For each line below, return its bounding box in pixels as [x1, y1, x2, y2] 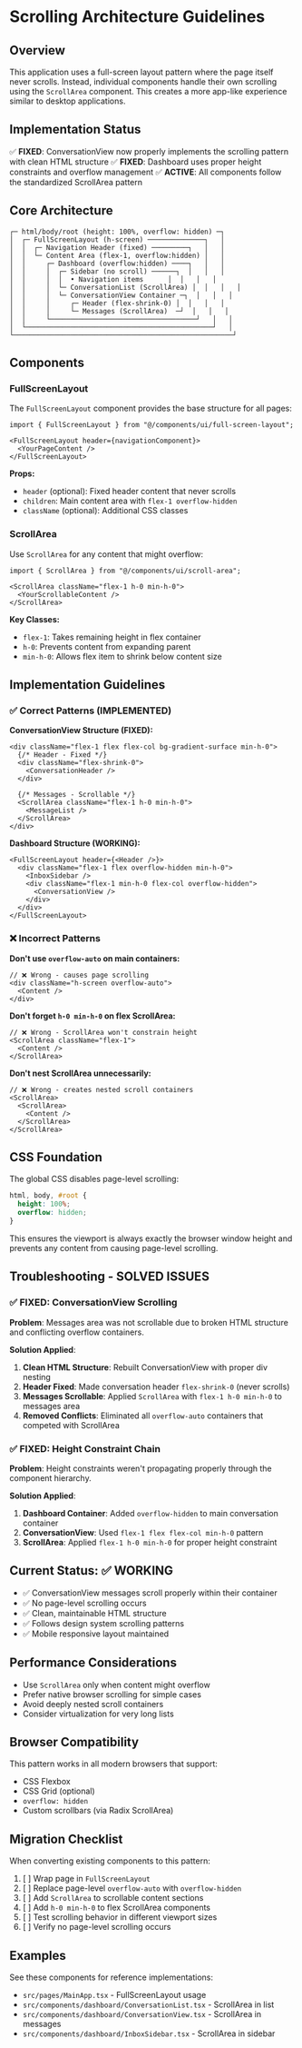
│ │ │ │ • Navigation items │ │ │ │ [9, 274, 218, 283]
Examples [9, 1947, 66, 1963]
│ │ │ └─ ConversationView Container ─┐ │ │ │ [9, 291, 233, 300]
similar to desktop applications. [9, 95, 126, 106]
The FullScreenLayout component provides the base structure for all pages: [9, 403, 293, 414]
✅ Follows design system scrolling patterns [22, 1617, 184, 1628]
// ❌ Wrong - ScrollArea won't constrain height [9, 1028, 198, 1037]
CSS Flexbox [22, 1776, 71, 1787]
